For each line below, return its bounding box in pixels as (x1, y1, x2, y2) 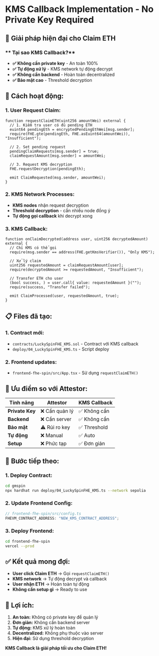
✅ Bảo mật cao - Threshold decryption (12, 77, 92, 83)
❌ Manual (40, 432, 63, 439)
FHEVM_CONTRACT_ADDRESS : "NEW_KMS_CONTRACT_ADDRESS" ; (5, 516, 120, 521)
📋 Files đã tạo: (5, 312, 52, 321)
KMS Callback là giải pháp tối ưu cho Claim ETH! (5, 645, 107, 651)
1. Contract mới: (5, 329, 44, 336)
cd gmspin (5, 483, 26, 488)
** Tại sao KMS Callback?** (5, 49, 76, 56)
